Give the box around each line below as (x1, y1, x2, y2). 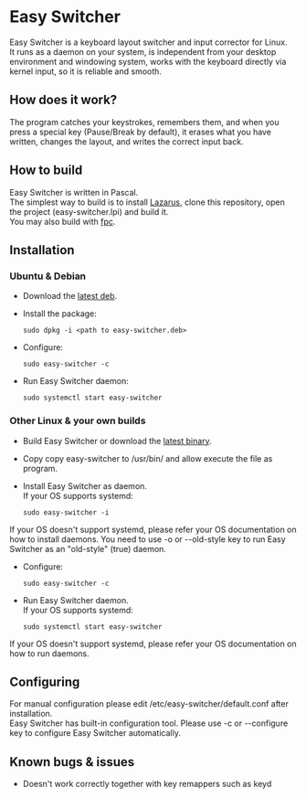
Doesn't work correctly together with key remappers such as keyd (22, 779, 272, 790)
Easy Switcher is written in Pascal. (9, 186, 139, 197)
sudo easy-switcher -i (22, 507, 110, 517)
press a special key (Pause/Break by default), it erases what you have (9, 126, 272, 137)
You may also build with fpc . (9, 216, 116, 227)
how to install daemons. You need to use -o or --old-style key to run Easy (9, 533, 286, 545)
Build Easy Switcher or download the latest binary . (22, 435, 212, 446)
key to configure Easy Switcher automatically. (9, 728, 181, 739)
